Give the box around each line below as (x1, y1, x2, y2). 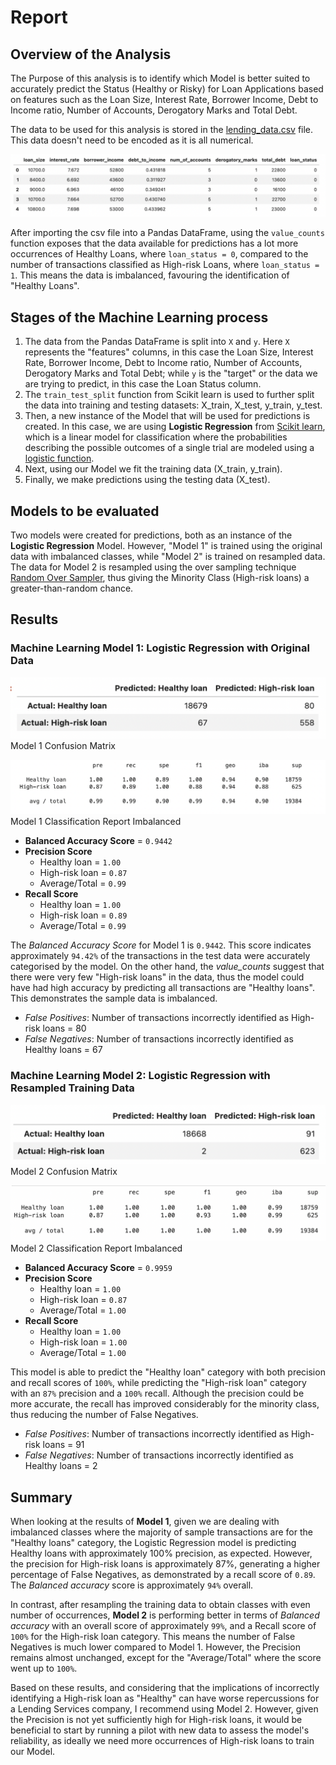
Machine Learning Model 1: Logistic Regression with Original (10, 641, 310, 655)
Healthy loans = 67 (24, 1044, 103, 1056)
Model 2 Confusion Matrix (10, 1165, 118, 1177)
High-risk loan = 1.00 (39, 1336, 128, 1348)
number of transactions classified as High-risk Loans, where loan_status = (10, 259, 320, 271)
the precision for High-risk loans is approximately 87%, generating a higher (10, 1558, 321, 1570)
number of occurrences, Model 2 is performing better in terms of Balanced (10, 1609, 320, 1621)
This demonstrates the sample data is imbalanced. (10, 992, 218, 1005)
